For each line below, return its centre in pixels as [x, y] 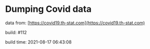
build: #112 [16, 32]
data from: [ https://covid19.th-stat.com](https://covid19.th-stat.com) [75, 23]
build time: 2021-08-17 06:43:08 [38, 42]
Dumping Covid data [48, 9]
